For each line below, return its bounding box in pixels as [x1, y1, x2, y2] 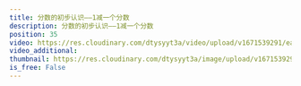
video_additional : [9, 47, 78, 56]
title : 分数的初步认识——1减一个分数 [9, 13, 130, 22]
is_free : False [9, 64, 66, 73]
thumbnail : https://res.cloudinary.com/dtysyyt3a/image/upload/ [9, 55, 254, 64]
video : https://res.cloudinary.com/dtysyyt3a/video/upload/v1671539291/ [9, 38, 287, 47]
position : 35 [9, 30, 58, 39]
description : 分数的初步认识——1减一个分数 [9, 21, 154, 30]
